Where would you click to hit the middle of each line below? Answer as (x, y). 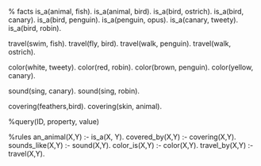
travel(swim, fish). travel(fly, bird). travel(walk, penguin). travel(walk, (120, 43)
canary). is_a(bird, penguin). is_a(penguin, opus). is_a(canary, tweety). (123, 20)
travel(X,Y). (27, 154)
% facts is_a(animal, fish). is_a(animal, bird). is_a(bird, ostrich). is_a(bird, (126, 11)
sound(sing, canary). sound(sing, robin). (74, 91)
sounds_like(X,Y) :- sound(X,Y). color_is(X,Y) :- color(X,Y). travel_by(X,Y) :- (131, 145)
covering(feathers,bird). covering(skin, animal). (85, 106)
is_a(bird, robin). (35, 28)
